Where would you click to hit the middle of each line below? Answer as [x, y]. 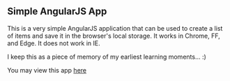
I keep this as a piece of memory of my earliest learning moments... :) [107, 57]
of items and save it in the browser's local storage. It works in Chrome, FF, [114, 36]
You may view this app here [47, 70]
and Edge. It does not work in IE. [54, 43]
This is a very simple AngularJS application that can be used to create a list [115, 28]
